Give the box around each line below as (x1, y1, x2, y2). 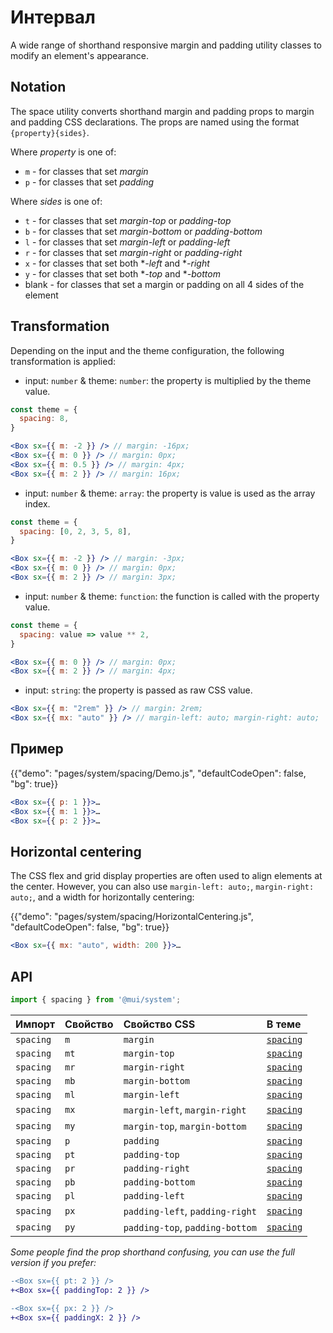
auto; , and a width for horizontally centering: (10, 891, 195, 903)
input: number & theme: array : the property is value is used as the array (24, 487, 316, 499)
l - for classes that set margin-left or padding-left (24, 236, 231, 248)
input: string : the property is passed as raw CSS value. (24, 684, 253, 696)
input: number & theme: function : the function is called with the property (24, 590, 320, 602)
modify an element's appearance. (10, 49, 149, 61)
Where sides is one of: (10, 195, 103, 207)
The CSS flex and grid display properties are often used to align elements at (10, 870, 323, 882)
